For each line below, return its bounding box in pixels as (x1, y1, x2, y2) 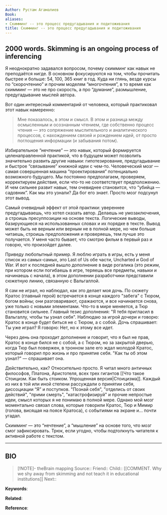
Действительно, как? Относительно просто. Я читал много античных (5, 365, 152, 371)
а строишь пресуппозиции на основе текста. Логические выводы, (5, 215, 146, 221)
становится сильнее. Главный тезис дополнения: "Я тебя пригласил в (5, 309, 154, 315)
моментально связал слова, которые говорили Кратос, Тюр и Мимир (5, 402, 153, 408)
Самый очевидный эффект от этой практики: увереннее (5, 204, 125, 210)
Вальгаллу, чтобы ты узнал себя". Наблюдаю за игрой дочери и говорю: (5, 314, 159, 320)
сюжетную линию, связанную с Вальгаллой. (5, 278, 100, 284)
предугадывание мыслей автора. (5, 92, 76, 98)
